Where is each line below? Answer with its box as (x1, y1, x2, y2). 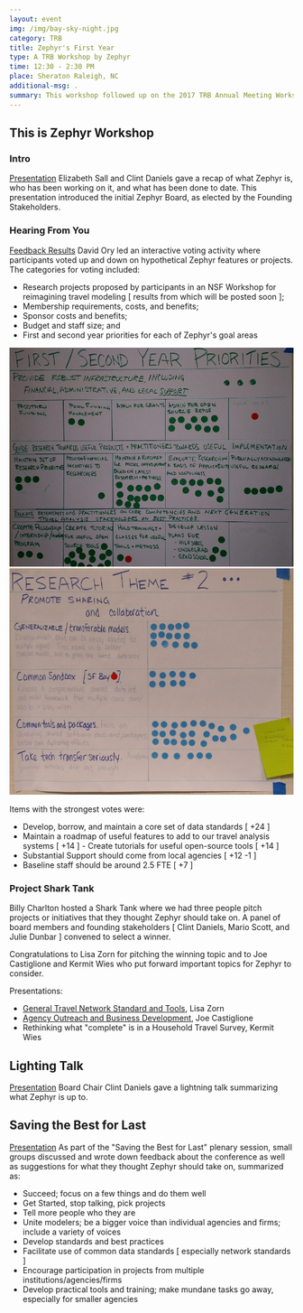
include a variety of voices (22, 1226, 122, 1237)
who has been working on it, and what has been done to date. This (9, 182, 257, 193)
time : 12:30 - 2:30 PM (9, 62, 95, 71)
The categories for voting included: (9, 264, 141, 275)
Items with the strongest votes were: (9, 804, 145, 815)
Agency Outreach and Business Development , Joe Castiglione (22, 1012, 254, 1024)
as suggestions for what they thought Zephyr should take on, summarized (9, 1160, 284, 1171)
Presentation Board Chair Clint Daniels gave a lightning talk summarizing (9, 1082, 279, 1093)
